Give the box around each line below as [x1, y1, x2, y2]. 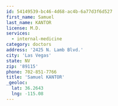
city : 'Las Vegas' [6, 52, 52, 58]
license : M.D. [6, 25, 42, 31]
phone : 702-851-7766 [6, 69, 58, 75]
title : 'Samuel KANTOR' [6, 74, 65, 80]
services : [6, 31, 31, 37]
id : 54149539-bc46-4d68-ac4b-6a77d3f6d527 [6, 8, 113, 15]
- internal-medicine [11, 36, 62, 42]
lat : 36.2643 [11, 85, 44, 91]
